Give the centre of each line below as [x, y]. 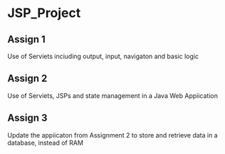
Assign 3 [27, 118]
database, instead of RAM [46, 143]
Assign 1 [27, 39]
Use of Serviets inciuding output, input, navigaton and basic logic [103, 56]
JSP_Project [44, 13]
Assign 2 [27, 78]
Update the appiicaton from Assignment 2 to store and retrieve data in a [113, 135]
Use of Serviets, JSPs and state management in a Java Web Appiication [113, 95]
